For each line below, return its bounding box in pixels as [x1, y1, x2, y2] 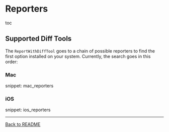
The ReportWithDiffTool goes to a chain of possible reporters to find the [5, 48, 155, 54]
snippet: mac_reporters [5, 83, 54, 89]
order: [5, 59, 18, 65]
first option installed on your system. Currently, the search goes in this [5, 53, 151, 59]
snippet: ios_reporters [5, 107, 51, 113]
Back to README [5, 121, 41, 127]
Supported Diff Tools [5, 34, 72, 43]
